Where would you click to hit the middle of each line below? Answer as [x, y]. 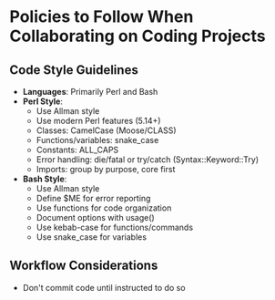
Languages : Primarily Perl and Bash [90, 92]
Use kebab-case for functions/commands [115, 227]
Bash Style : [45, 179]
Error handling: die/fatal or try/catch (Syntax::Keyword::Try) [148, 160]
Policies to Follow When [102, 17]
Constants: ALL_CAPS [77, 150]
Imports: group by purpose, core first [106, 169]
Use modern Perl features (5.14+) [98, 121]
